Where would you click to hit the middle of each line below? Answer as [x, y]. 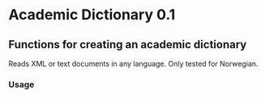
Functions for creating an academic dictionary [128, 45]
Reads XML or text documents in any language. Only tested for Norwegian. [133, 63]
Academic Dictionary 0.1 [92, 15]
